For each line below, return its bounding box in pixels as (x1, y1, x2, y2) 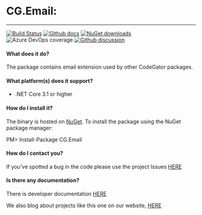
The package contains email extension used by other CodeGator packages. (6, 63, 194, 70)
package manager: (6, 124, 53, 131)
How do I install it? (6, 104, 53, 111)
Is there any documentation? (6, 176, 80, 184)
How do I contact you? (6, 149, 63, 157)
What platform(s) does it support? (6, 77, 93, 84)
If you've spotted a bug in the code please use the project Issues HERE (6, 163, 182, 170)
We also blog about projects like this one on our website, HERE (6, 202, 162, 209)
